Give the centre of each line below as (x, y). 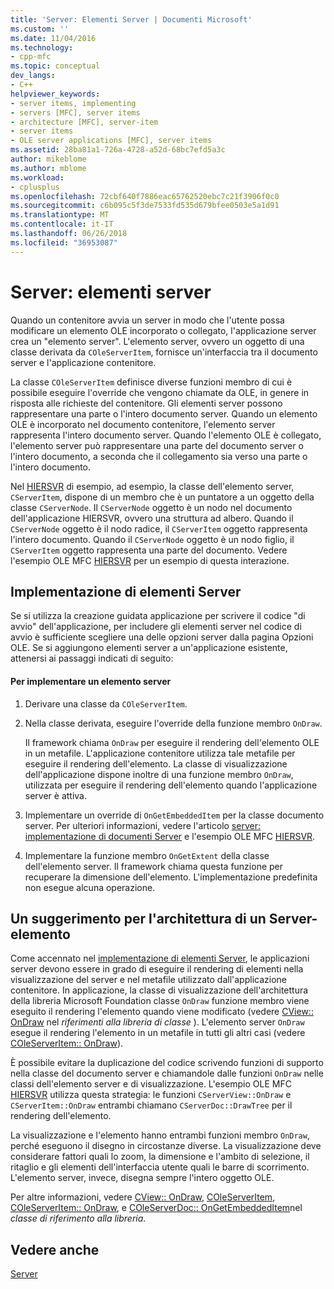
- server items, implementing (73, 103)
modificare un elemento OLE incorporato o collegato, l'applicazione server (163, 330)
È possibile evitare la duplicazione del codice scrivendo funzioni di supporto (167, 1063)
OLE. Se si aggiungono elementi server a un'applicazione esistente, (149, 648)
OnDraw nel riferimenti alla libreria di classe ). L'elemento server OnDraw (157, 1022)
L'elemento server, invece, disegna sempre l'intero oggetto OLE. (142, 1178)
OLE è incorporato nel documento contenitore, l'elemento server (143, 424)
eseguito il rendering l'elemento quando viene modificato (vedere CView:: (162, 1012)
